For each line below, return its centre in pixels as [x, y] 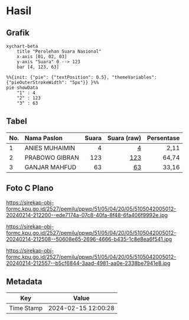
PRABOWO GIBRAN [52, 157]
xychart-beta [22, 46]
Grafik [18, 33]
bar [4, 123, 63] [38, 67]
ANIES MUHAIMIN [50, 148]
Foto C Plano [30, 188]
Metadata [24, 282]
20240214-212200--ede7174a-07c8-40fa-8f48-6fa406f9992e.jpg [87, 215]
